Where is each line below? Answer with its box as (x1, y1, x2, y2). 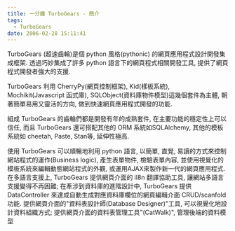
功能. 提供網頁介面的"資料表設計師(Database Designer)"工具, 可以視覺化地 (7, 199, 222, 208)
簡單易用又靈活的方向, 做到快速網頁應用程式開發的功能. (13, 99, 173, 108)
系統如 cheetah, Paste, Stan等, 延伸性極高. (7, 132, 130, 141)
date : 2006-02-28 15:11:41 (7, 29, 86, 37)
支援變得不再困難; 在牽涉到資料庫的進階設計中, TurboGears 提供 (7, 182, 192, 190)
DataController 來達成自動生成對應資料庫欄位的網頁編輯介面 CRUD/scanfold (7, 190, 227, 199)
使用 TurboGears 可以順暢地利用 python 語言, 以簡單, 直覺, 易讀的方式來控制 (7, 147, 227, 155)
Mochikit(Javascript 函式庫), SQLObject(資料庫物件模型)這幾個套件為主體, (7, 91, 220, 99)
